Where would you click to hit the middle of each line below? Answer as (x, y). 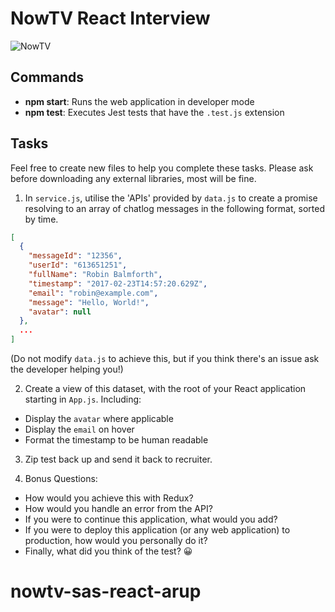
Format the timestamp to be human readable (116, 440)
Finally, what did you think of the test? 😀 (108, 551)
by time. (41, 219)
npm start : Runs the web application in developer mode (139, 101)
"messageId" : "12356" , (75, 256)
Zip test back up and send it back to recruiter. (118, 459)
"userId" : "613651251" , (78, 265)
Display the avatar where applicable (99, 419)
